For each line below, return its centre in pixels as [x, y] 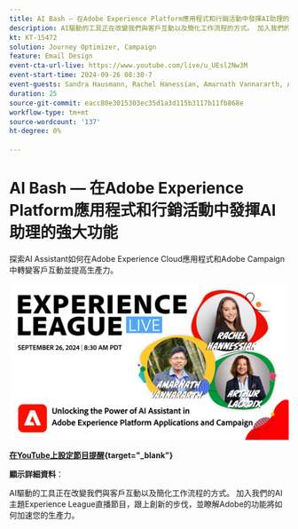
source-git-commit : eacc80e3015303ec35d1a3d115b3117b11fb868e [126, 103]
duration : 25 [33, 93]
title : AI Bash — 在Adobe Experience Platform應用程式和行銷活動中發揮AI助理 [146, 19]
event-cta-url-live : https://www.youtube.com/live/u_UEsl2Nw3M [129, 66]
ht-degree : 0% [35, 131]
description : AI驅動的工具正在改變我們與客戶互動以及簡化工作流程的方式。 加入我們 [147, 28]
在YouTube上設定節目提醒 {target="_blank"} [91, 455]
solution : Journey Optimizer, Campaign [83, 47]
